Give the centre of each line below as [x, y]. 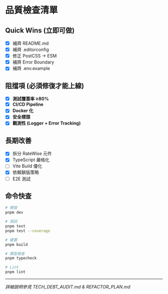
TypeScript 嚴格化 [31, 160]
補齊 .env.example [31, 69]
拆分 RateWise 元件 [32, 154]
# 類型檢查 [15, 253]
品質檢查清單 [32, 10]
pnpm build [16, 244]
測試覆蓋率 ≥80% [30, 99]
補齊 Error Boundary [33, 62]
